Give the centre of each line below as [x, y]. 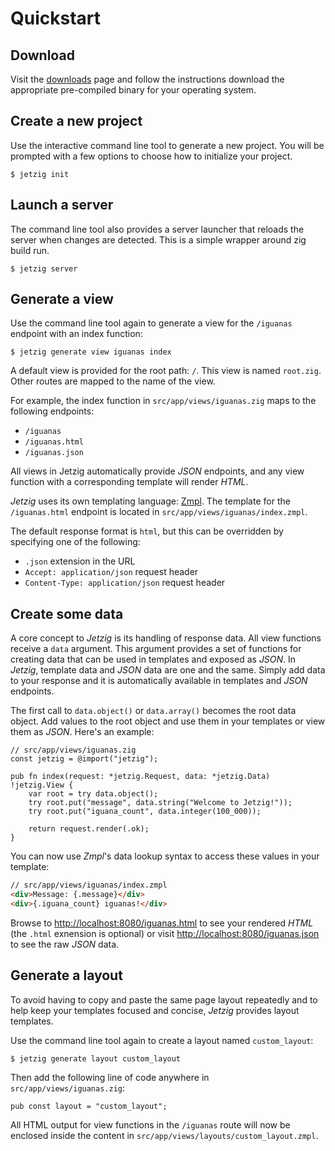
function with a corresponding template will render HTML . [129, 482]
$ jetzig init [40, 174]
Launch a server [62, 205]
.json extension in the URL [80, 561]
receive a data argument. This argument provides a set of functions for [156, 649]
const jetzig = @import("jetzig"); [84, 759]
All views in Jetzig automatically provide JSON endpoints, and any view [157, 471]
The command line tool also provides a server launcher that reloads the [157, 229]
